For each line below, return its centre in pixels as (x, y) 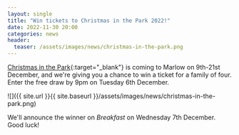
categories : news (33, 34)
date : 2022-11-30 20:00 (43, 27)
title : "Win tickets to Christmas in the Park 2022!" (89, 21)
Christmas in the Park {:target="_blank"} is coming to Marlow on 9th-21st (114, 67)
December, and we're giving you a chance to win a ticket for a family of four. (119, 75)
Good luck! (24, 125)
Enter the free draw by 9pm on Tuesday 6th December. (88, 82)
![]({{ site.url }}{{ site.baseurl (50, 96)
